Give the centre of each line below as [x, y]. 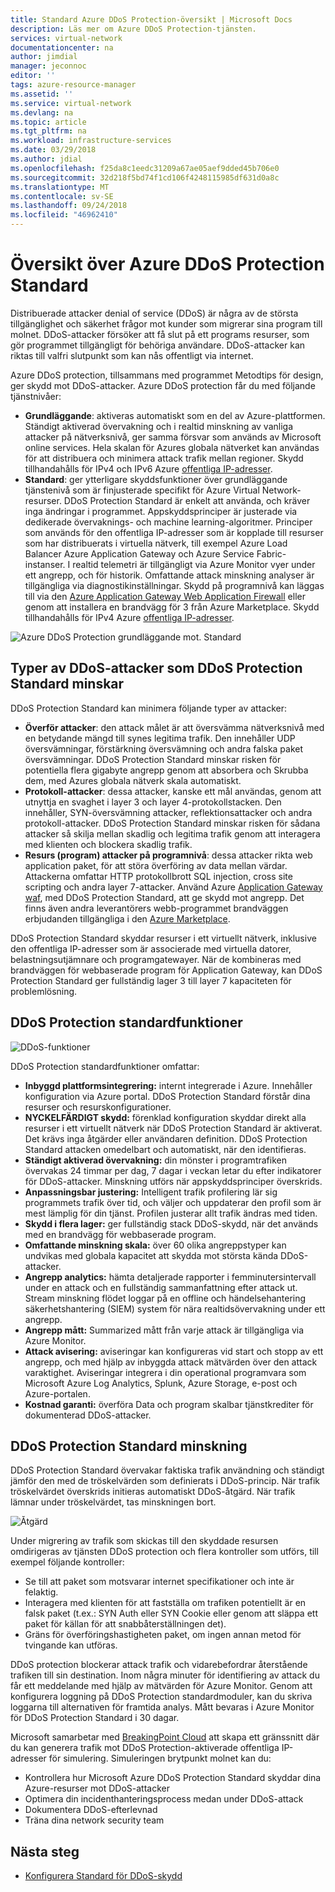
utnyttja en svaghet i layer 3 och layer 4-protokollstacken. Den [153, 802]
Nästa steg [45, 1851]
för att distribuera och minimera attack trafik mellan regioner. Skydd [164, 458]
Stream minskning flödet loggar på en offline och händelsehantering [165, 1298]
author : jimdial [44, 57]
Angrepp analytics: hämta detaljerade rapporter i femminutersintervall [170, 1277]
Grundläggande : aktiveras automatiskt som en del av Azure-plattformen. [175, 415]
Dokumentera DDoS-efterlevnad [91, 1810]
